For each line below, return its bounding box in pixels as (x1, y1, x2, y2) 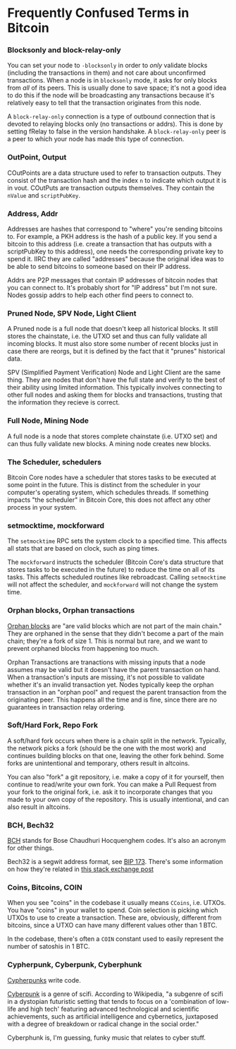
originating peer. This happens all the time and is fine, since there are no (7, 695, 217, 704)
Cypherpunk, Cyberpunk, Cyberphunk (7, 960, 142, 970)
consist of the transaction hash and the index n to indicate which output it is (7, 176, 227, 184)
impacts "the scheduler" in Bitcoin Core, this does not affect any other (7, 496, 211, 504)
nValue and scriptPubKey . (7, 191, 81, 199)
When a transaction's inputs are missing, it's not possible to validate (7, 673, 205, 681)
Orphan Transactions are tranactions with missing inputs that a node (7, 658, 206, 666)
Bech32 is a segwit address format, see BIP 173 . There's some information (7, 858, 223, 866)
